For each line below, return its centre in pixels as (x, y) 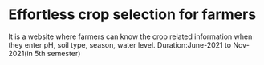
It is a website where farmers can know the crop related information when (130, 36)
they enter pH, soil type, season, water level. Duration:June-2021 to (120, 44)
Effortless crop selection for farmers (132, 15)
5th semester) (58, 53)
